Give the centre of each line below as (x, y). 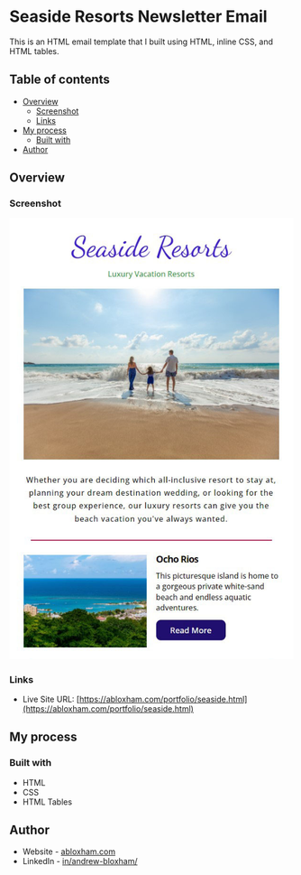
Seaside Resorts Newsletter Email (138, 17)
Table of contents (59, 80)
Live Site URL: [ (51, 699)
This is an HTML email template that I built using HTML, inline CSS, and (141, 42)
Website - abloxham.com (68, 852)
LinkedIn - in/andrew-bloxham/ (80, 861)
